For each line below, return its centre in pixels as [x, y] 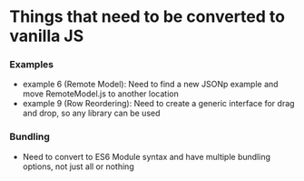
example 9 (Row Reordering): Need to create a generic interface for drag [158, 104]
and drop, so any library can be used [91, 113]
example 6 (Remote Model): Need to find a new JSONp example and [150, 85]
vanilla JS [47, 36]
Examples [32, 65]
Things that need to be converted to [147, 17]
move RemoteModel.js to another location [100, 94]
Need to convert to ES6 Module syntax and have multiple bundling [146, 156]
